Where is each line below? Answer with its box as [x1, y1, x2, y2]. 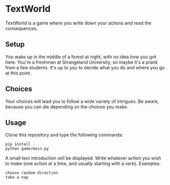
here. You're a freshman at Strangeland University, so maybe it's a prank [5, 59, 158, 65]
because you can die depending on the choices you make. [5, 103, 129, 110]
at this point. [5, 70, 32, 76]
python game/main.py [5, 146, 50, 151]
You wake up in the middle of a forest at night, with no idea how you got [5, 54, 157, 60]
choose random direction [5, 170, 58, 176]
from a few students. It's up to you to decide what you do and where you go [5, 64, 165, 70]
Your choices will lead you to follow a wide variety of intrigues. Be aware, [5, 98, 159, 104]
